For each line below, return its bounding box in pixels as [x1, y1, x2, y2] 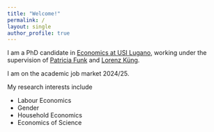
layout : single [7, 23, 52, 30]
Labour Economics [17, 97, 72, 105]
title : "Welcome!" [7, 10, 61, 17]
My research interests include [7, 83, 93, 91]
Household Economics [17, 111, 82, 119]
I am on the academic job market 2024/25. [7, 69, 130, 78]
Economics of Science [17, 119, 82, 127]
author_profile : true [7, 29, 70, 37]
